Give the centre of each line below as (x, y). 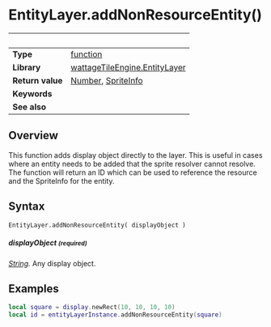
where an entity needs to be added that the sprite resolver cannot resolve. (132, 163)
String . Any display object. (52, 263)
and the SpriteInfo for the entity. (61, 180)
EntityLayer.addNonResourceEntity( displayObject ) (97, 225)
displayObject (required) (48, 243)
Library (27, 67)
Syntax (27, 207)
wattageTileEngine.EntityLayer (128, 67)
